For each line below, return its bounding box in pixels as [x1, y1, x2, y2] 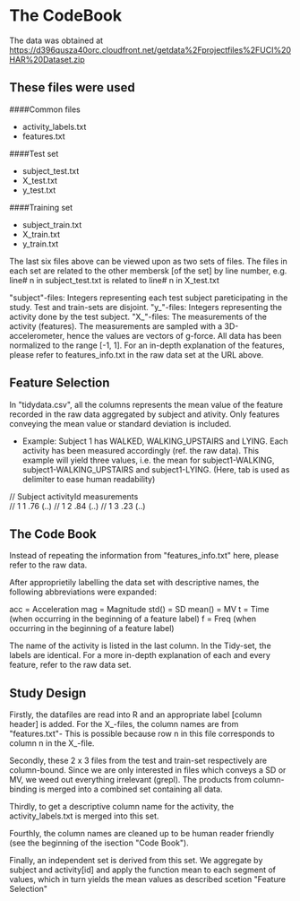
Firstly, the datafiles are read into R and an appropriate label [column [9, 709, 262, 720]
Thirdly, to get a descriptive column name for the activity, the [9, 801, 235, 812]
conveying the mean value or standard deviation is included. [9, 418, 232, 429]
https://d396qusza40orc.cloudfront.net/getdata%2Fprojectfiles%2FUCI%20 [9, 44, 292, 55]
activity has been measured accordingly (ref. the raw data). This [21, 445, 260, 455]
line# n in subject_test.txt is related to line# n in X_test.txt [9, 274, 219, 285]
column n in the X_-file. [9, 738, 95, 749]
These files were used [9, 80, 136, 95]
